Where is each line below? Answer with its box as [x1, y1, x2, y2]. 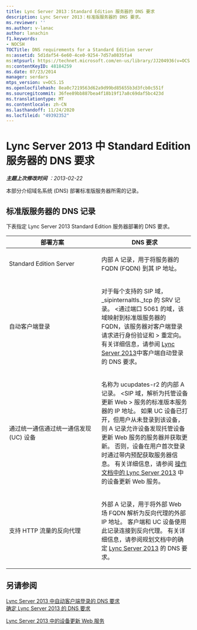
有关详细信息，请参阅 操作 [114, 460, 187, 468]
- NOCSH [6, 42, 25, 48]
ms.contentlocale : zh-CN [6, 101, 67, 108]
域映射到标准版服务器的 [101, 314, 167, 321]
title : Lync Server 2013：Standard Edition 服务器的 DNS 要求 [6, 8, 155, 15]
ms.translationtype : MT [6, 96, 64, 102]
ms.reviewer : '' [6, 19, 46, 25]
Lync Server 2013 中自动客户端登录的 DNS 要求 [6, 597, 120, 604]
